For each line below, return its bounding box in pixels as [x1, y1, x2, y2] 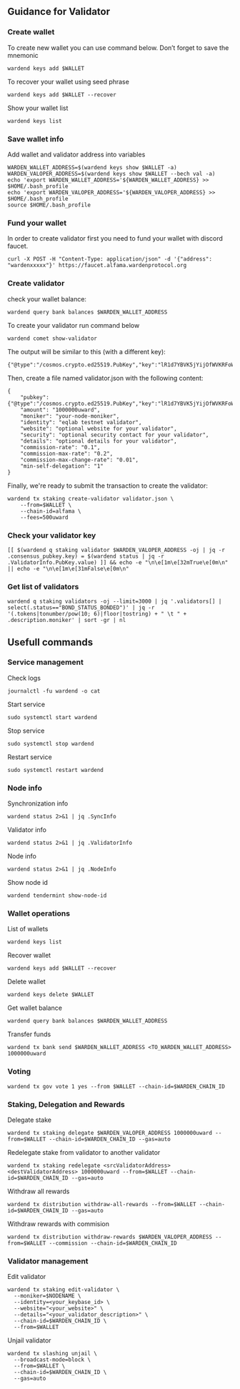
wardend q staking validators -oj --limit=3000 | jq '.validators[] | [7, 598, 222, 606]
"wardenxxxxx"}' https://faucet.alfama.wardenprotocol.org [7, 262, 187, 269]
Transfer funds [7, 1030, 51, 1038]
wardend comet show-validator [7, 335, 98, 342]
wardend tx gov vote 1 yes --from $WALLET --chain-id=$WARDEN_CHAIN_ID [7, 1083, 225, 1090]
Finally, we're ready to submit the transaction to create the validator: [7, 481, 209, 490]
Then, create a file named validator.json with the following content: [7, 373, 204, 382]
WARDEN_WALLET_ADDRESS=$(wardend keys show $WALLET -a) [7, 164, 177, 171]
